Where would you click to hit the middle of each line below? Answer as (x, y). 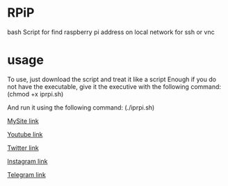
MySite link (23, 121)
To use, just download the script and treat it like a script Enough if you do (112, 79)
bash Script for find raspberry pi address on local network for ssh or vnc (111, 32)
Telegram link (27, 174)
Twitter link (23, 148)
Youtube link (25, 134)
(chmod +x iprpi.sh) (35, 94)
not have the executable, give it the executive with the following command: (114, 86)
